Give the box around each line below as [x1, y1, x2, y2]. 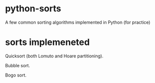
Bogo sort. [5, 72, 27, 78]
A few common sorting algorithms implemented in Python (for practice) [5, 19, 151, 25]
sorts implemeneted [5, 37, 90, 48]
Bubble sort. [5, 62, 30, 68]
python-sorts [5, 3, 61, 14]
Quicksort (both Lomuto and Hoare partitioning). [5, 53, 103, 59]
